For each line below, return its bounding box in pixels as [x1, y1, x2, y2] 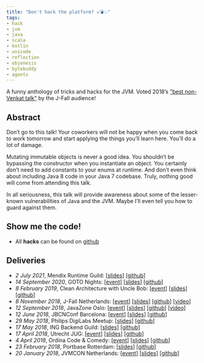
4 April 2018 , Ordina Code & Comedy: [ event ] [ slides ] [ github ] [15, 336, 170, 343]
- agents [6, 71, 29, 77]
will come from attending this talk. [6, 179, 92, 187]
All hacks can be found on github [15, 237, 100, 245]
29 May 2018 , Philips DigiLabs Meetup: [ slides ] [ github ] [15, 317, 155, 324]
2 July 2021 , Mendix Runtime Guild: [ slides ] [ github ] [15, 271, 146, 279]
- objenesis [6, 60, 37, 66]
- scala [6, 37, 26, 43]
